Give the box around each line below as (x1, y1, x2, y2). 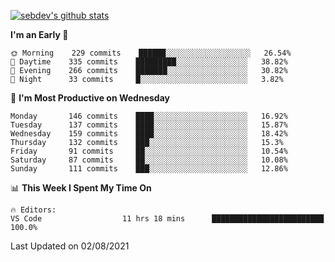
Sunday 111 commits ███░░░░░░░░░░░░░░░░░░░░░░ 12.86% (10, 164, 288, 174)
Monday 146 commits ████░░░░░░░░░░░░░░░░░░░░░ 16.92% (10, 111, 288, 121)
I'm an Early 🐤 (10, 29, 69, 40)
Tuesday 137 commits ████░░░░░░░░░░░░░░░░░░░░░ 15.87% (10, 120, 288, 130)
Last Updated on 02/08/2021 (10, 240, 130, 252)
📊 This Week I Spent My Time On (10, 182, 152, 194)
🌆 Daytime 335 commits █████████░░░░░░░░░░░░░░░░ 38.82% (10, 57, 288, 67)
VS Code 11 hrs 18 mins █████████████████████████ (10, 214, 325, 224)
